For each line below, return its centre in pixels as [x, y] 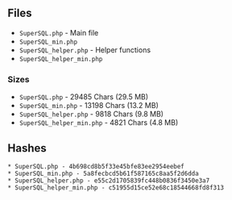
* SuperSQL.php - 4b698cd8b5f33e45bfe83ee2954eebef [96, 166]
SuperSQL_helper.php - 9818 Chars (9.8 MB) [91, 114]
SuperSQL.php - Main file [59, 32]
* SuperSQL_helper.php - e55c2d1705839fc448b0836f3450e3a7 [109, 181]
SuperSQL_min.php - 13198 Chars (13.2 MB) [89, 106]
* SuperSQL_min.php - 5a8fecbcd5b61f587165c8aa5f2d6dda [103, 173]
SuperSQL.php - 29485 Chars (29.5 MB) [84, 97]
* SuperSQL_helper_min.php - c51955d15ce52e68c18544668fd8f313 [116, 187]
